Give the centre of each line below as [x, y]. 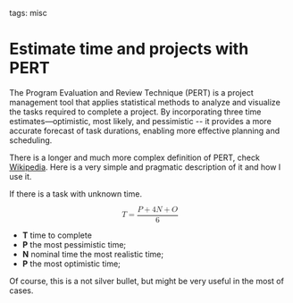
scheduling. [31, 140]
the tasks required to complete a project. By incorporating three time [135, 112]
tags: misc [28, 13]
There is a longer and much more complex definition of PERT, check [135, 157]
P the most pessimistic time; [74, 244]
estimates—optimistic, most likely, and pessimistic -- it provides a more [141, 121]
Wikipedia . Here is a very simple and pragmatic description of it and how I [145, 167]
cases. [21, 290]
